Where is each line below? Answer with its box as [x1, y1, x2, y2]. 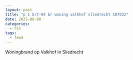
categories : [5, 21, 30, 26]
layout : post [5, 7, 32, 12]
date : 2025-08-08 [5, 16, 41, 21]
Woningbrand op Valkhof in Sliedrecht [5, 48, 83, 55]
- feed [9, 35, 23, 40]
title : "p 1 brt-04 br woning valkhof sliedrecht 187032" [5, 12, 128, 17]
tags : [5, 30, 16, 35]
